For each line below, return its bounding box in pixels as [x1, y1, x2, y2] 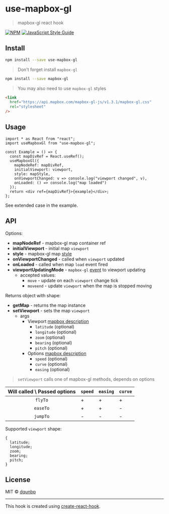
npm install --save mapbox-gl [5, 76, 69, 81]
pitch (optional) [35, 345, 68, 351]
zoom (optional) [35, 334, 65, 340]
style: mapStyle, [14, 172, 51, 177]
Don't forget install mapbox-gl [17, 66, 78, 72]
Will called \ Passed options [8, 388, 76, 395]
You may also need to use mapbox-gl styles [17, 85, 107, 91]
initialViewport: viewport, [14, 167, 73, 172]
